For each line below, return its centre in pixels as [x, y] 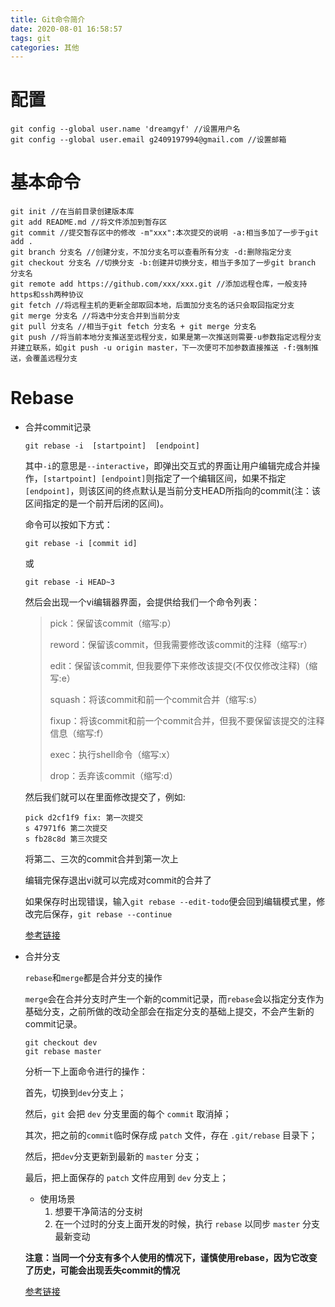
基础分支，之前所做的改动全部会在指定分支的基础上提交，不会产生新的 [169, 1012]
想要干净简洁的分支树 [98, 1212]
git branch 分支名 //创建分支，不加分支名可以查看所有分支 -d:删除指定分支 [151, 252]
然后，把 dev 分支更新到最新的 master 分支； [113, 1157]
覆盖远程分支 [55, 359]
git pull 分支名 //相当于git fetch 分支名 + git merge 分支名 [133, 327]
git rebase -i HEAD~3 [69, 582]
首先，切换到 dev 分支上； [75, 1093]
